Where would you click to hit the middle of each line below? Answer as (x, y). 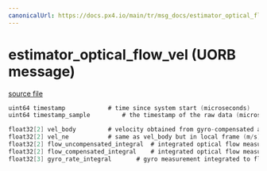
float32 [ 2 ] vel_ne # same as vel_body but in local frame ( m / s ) (135, 137)
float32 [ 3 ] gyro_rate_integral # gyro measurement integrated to (129, 159)
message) (42, 71)
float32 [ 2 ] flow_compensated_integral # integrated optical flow (124, 151)
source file (26, 93)
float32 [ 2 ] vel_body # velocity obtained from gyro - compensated (131, 130)
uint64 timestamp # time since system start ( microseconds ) (129, 108)
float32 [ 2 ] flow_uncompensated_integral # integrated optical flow (124, 144)
